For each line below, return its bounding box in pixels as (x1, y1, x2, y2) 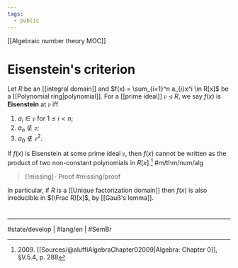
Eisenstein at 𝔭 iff (7, 100, 59, 108)
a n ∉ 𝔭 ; (17, 123, 40, 134)
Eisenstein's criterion (7, 61, 136, 77)
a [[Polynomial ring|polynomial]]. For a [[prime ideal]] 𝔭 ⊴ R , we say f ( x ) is (7, 92, 222, 101)
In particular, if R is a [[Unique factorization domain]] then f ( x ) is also (7, 186, 208, 195)
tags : (7, 10, 23, 18)
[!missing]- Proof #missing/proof (24, 172, 121, 181)
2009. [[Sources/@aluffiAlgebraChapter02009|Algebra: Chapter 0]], (17, 245, 218, 254)
